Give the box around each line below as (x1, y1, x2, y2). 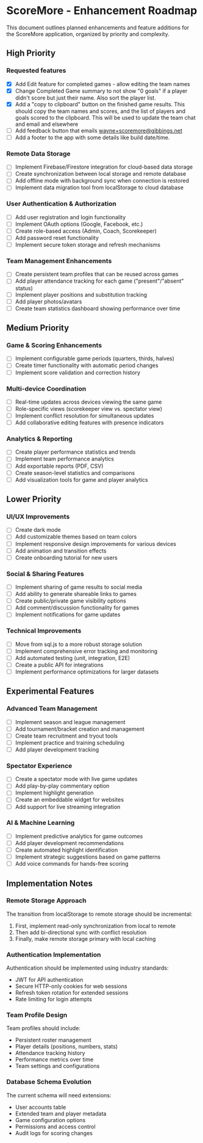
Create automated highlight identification (15, 846, 118, 854)
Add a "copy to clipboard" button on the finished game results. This (15, 100, 185, 107)
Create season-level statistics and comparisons (15, 469, 135, 476)
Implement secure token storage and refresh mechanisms (15, 241, 160, 249)
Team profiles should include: (6, 1025, 81, 1032)
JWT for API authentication (15, 976, 84, 984)
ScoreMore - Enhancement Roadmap (6, 4, 198, 18)
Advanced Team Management (6, 705, 98, 713)
